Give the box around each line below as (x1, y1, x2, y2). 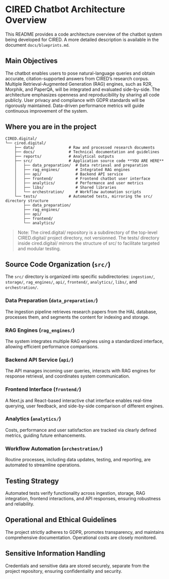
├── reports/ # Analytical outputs (14, 154, 114, 159)
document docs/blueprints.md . (5, 42, 70, 48)
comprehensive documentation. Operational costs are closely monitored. (5, 534, 157, 540)
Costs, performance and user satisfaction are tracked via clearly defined (5, 427, 157, 433)
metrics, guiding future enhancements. (5, 432, 87, 438)
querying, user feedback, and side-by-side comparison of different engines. (5, 402, 164, 409)
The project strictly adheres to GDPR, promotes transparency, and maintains (5, 529, 164, 535)
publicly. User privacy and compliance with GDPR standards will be (5, 97, 145, 103)
